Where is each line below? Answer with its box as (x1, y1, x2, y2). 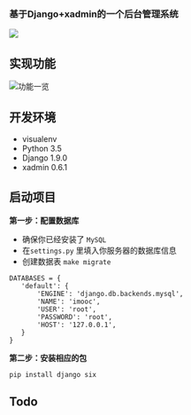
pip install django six (9, 370, 97, 379)
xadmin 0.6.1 (21, 161, 68, 172)
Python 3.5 (21, 143, 62, 153)
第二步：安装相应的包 (9, 352, 87, 363)
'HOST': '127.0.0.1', (36, 320, 117, 329)
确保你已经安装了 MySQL (21, 233, 107, 245)
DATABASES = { (9, 273, 62, 283)
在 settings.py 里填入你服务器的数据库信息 (21, 245, 177, 255)
